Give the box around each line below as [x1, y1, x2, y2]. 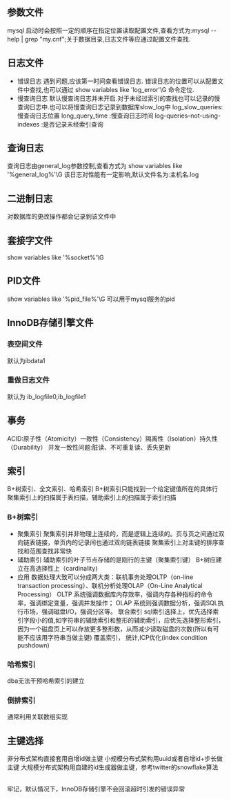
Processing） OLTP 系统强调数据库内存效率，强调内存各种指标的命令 [17, 590, 213, 598]
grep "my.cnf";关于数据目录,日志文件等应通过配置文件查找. [24, 35, 191, 43]
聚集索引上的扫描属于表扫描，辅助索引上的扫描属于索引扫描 [7, 493, 177, 502]
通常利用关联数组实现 [7, 713, 68, 721]
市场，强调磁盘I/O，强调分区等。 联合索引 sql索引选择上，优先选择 [23, 607, 213, 616]
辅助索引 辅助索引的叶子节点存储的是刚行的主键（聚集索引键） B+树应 [17, 555, 217, 564]
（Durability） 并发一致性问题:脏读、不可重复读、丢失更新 [7, 443, 171, 451]
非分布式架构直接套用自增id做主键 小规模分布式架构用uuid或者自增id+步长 [7, 755, 217, 763]
